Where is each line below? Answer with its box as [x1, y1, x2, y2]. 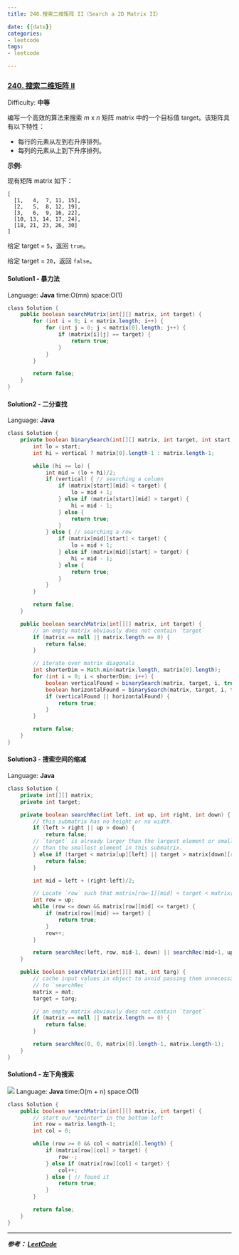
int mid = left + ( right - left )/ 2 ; [33, 877, 135, 884]
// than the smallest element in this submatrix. [33, 844, 183, 851]
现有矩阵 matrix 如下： [7, 177, 73, 185]
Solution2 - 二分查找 [7, 399, 68, 408]
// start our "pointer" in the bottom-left [33, 1114, 164, 1121]
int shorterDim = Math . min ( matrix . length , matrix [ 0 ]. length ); [33, 666, 221, 673]
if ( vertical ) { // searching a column [45, 476, 164, 483]
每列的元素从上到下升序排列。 [17, 147, 105, 155]
